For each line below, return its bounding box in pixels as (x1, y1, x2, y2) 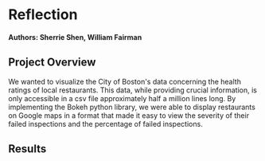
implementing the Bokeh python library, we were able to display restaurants (8, 102, 256, 112)
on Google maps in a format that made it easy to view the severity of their (8, 110, 249, 120)
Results (8, 142, 47, 155)
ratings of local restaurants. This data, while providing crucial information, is (8, 85, 257, 95)
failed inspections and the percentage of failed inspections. (8, 119, 203, 128)
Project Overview (8, 56, 96, 69)
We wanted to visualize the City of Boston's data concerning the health (8, 77, 241, 86)
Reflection (8, 6, 78, 24)
